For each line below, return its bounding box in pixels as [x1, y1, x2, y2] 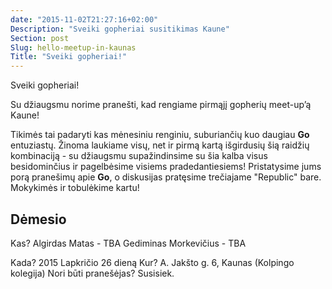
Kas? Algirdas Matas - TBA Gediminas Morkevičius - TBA [10, 237, 247, 249]
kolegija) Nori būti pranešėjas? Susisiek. [10, 267, 175, 279]
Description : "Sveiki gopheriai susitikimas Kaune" [10, 24, 230, 34]
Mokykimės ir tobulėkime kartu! [10, 182, 140, 194]
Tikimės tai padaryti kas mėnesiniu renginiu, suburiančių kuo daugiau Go [10, 129, 310, 141]
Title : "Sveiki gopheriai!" [10, 52, 128, 62]
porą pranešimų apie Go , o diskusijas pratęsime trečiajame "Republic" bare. [10, 171, 322, 183]
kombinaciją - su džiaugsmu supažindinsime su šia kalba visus [10, 150, 268, 162]
